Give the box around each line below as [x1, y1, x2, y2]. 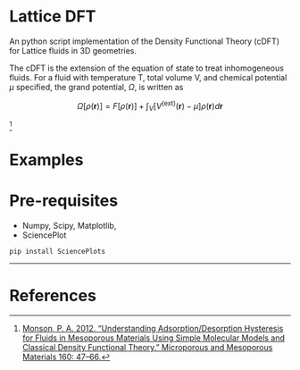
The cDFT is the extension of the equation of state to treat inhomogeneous [9, 63, 284, 73]
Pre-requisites [9, 190, 119, 211]
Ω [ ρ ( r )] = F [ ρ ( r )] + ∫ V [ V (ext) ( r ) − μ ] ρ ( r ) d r [77, 98, 223, 114]
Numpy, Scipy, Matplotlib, [21, 220, 117, 231]
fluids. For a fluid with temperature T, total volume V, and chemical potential [9, 71, 287, 82]
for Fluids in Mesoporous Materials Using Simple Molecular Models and [21, 332, 286, 343]
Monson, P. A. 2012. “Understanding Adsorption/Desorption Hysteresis [21, 324, 284, 334]
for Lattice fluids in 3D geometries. [9, 45, 137, 55]
